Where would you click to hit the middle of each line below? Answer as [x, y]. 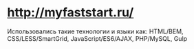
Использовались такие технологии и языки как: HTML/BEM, [95, 31]
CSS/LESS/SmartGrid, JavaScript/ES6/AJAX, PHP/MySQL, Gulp [97, 38]
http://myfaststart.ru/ [71, 13]
